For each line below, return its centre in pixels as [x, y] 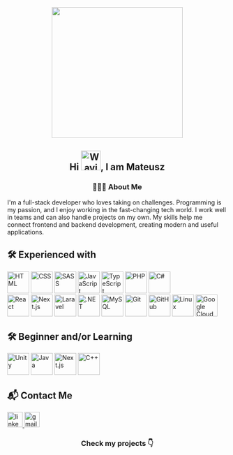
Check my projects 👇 [117, 444]
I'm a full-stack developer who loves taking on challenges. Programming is [114, 202]
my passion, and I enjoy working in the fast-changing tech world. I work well [117, 209]
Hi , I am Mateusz [117, 167]
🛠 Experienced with [52, 255]
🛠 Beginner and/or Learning [70, 337]
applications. [25, 232]
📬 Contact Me [40, 395]
